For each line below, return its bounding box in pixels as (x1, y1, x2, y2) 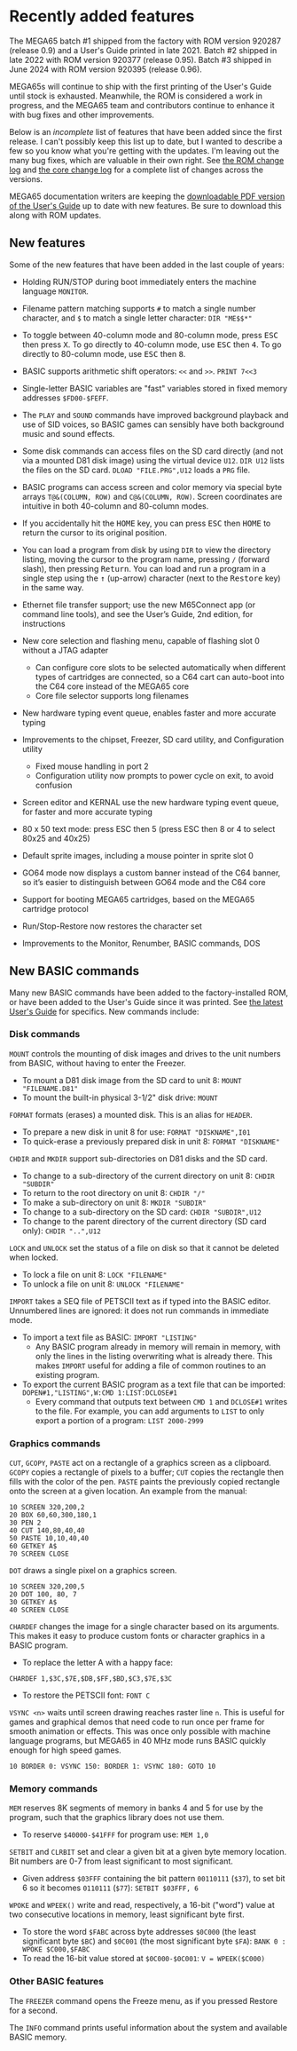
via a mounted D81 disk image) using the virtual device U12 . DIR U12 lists (21, 455, 285, 465)
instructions (21, 618, 66, 629)
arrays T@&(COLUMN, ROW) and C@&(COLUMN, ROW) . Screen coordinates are (21, 491, 283, 502)
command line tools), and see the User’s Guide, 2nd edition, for (21, 608, 254, 619)
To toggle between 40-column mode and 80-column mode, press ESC (21, 329, 279, 340)
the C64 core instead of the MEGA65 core (35, 681, 189, 692)
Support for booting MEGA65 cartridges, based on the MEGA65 (21, 894, 255, 905)
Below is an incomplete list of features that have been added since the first (9, 126, 282, 137)
